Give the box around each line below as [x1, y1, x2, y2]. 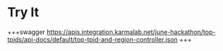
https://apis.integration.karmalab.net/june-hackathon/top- [47, 28, 216, 36]
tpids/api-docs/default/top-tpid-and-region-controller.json [7, 35, 178, 43]
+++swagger [7, 28, 46, 36]
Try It [7, 4, 39, 21]
